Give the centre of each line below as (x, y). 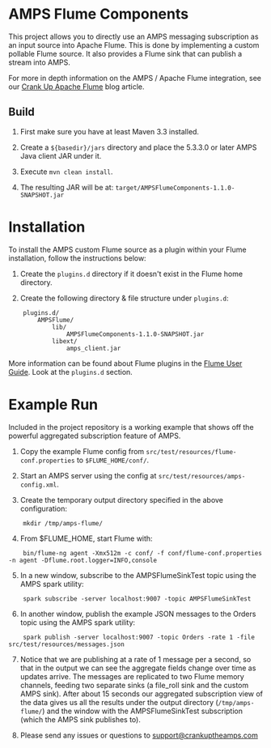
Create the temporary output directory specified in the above (122, 499)
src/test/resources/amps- (202, 476)
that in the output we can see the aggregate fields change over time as (138, 668)
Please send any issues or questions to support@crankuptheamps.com (139, 735)
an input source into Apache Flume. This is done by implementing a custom (134, 45)
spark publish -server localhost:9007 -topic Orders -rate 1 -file (139, 637)
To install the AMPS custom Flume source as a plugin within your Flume (127, 249)
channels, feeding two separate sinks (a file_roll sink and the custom (134, 685)
